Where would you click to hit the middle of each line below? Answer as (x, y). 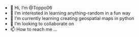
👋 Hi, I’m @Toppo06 (31, 8)
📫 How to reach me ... (34, 29)
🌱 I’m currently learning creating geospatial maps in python (72, 18)
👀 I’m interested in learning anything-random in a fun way (70, 13)
